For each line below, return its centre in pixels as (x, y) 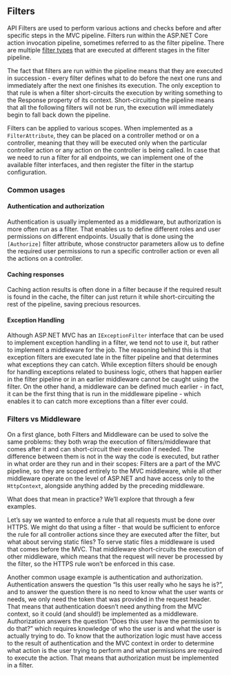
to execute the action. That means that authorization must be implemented (113, 658)
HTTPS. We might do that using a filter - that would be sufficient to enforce (114, 527)
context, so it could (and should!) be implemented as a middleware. (103, 614)
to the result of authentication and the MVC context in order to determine (111, 643)
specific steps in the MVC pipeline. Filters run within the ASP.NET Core (108, 35)
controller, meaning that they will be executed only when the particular (107, 143)
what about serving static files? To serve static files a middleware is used (111, 542)
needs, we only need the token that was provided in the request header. (109, 599)
